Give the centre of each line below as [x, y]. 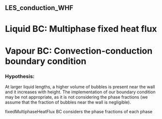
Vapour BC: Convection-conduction [79, 51]
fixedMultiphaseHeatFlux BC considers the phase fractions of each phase [79, 112]
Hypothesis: [20, 76]
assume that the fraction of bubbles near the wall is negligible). [68, 102]
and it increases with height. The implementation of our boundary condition [81, 92]
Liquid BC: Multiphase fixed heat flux [81, 29]
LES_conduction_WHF [39, 8]
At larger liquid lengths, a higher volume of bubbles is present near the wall [80, 87]
